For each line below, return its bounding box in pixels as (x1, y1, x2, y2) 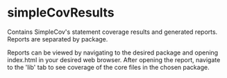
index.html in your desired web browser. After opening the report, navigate (7, 55, 221, 64)
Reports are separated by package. (7, 35, 108, 43)
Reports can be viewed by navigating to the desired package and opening (7, 48, 219, 57)
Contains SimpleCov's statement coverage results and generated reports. (7, 28, 218, 36)
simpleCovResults (7, 5, 115, 21)
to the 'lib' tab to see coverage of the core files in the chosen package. (7, 63, 210, 71)
